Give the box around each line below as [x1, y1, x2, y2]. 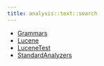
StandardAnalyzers [17, 51, 73, 59]
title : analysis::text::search [7, 10, 98, 17]
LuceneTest [17, 43, 51, 52]
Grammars [17, 29, 48, 37]
